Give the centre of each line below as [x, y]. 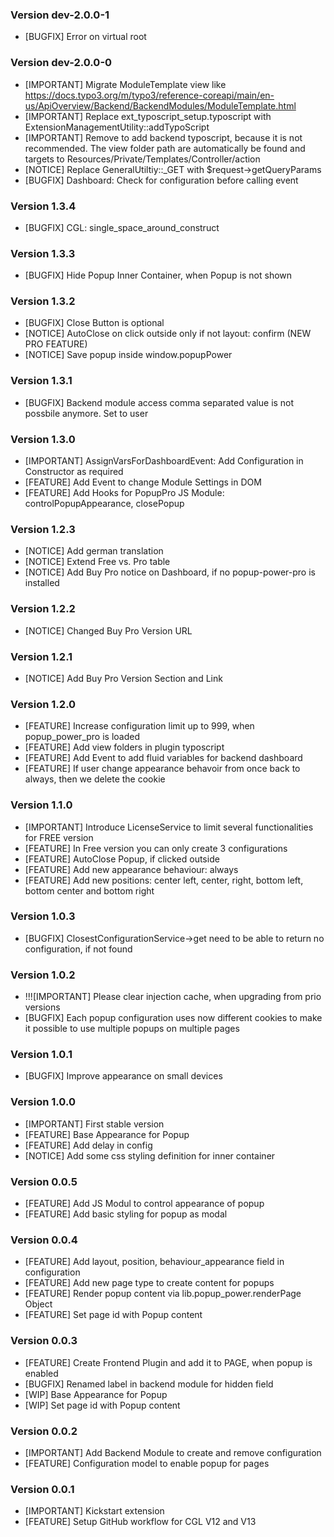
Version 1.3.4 [43, 206]
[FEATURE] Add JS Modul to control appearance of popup [144, 1204]
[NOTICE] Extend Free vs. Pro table [97, 562]
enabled [41, 1373]
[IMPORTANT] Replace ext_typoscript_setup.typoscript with [148, 116]
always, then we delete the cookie [95, 779]
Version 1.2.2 [43, 609]
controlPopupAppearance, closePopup [104, 504]
